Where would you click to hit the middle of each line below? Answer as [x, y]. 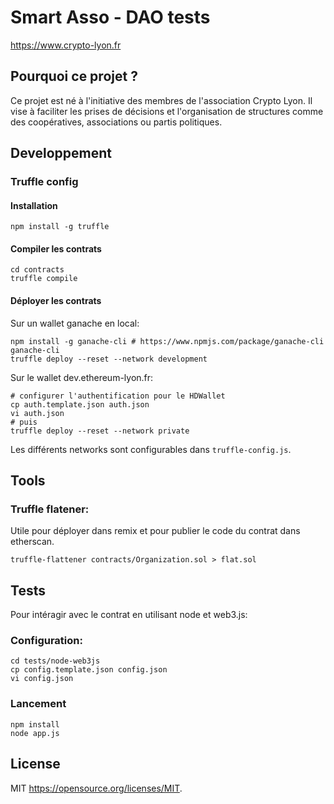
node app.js [35, 733]
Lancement [38, 704]
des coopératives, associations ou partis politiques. [116, 122]
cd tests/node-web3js [55, 661]
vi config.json [42, 679]
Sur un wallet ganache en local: [75, 323]
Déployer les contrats [56, 301]
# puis [24, 422]
